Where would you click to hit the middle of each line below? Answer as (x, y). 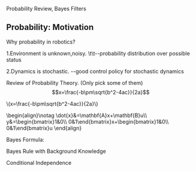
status (14, 60)
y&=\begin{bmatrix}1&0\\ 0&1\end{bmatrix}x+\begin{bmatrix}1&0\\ (88, 121)
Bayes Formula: (25, 139)
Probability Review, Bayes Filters (46, 9)
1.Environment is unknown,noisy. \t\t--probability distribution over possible (98, 53)
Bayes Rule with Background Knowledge (56, 151)
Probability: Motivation (50, 27)
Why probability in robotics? (41, 42)
